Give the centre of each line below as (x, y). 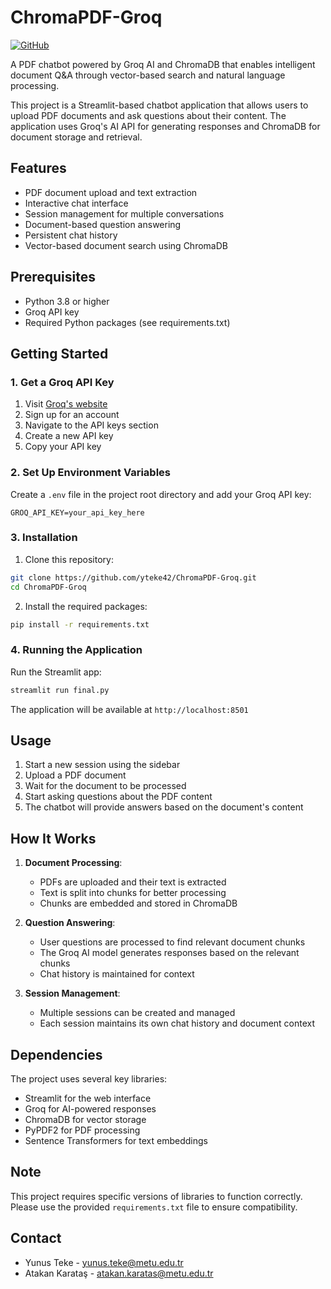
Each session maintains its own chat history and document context (177, 1023)
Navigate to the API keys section (91, 425)
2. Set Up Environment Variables (90, 473)
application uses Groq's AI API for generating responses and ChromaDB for (165, 126)
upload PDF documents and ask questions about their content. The (148, 115)
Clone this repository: (69, 559)
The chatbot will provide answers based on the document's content (164, 807)
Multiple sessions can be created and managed (137, 1013)
